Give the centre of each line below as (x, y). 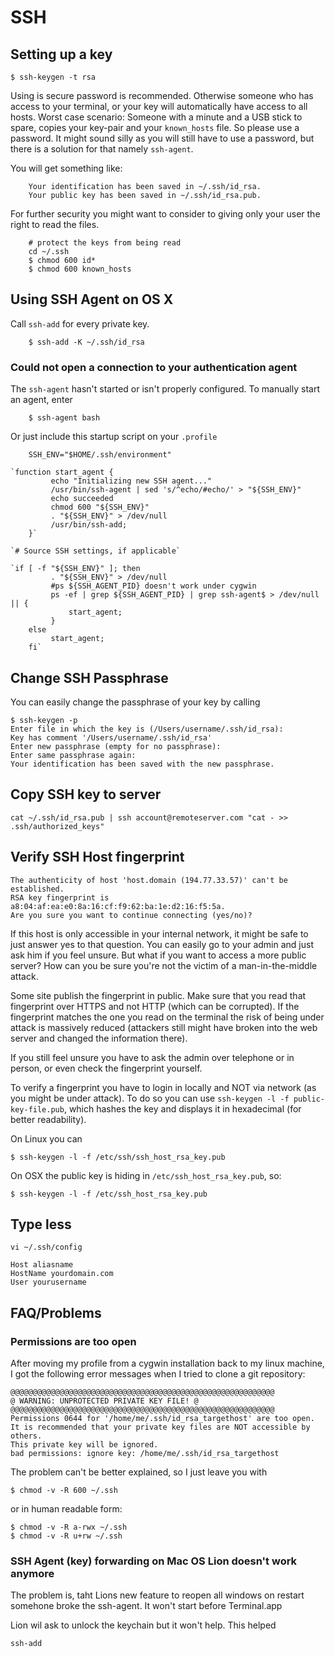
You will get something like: (66, 168)
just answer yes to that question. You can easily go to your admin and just (162, 944)
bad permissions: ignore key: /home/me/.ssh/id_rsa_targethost (145, 1454)
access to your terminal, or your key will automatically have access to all (159, 106)
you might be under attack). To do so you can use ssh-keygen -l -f (150, 1098)
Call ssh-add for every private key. (80, 323)
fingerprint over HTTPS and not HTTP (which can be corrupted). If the (155, 1006)
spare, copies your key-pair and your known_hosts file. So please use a (155, 127)
